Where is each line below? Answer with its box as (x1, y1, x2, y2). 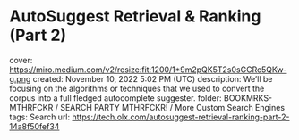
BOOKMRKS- (223, 92, 273, 103)
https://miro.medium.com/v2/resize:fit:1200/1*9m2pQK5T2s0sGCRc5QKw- (9, 64, 287, 75)
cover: (9, 54, 33, 65)
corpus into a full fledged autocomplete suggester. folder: (9, 92, 222, 103)
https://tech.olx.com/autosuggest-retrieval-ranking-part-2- (71, 111, 290, 122)
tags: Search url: (9, 111, 71, 122)
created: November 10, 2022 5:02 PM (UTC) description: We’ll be (32, 73, 273, 84)
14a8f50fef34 (9, 120, 60, 131)
